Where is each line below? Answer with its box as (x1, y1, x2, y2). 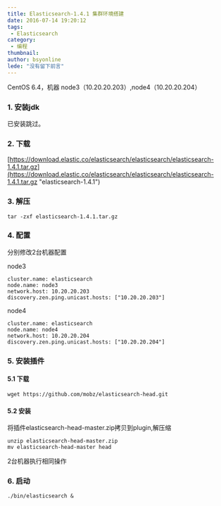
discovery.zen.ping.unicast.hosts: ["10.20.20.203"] (7, 293, 165, 301)
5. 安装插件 (7, 356, 45, 366)
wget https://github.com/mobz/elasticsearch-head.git (7, 391, 169, 398)
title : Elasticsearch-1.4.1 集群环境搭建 (7, 10, 125, 18)
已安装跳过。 (7, 119, 44, 127)
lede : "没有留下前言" (7, 63, 65, 70)
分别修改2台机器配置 (7, 248, 67, 256)
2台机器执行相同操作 (7, 457, 67, 465)
